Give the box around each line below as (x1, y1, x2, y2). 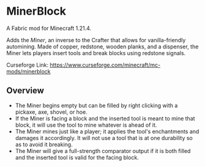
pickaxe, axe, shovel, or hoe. (15, 108, 88, 116)
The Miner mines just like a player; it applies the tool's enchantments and (15, 127, 199, 135)
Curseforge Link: (6, 61, 49, 69)
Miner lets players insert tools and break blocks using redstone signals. (6, 49, 186, 56)
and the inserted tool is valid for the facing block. (15, 154, 139, 161)
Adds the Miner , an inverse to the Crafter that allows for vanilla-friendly (6, 36, 186, 43)
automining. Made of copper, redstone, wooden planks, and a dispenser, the (6, 43, 199, 50)
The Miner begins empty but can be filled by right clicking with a (15, 102, 178, 109)
